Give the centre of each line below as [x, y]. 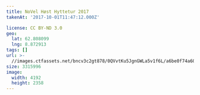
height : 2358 [28, 83]
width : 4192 [26, 78]
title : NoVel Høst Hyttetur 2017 [48, 12]
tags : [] [17, 50]
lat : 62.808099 [30, 39]
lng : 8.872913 [29, 45]
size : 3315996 [24, 66]
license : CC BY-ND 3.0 [34, 28]
